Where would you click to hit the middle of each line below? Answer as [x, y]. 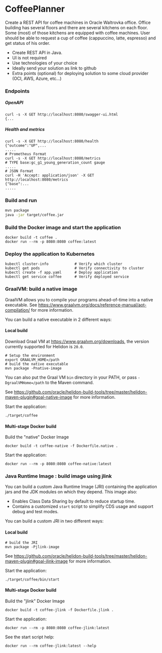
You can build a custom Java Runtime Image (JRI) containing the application [81, 487]
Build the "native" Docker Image [37, 437]
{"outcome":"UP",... [26, 145]
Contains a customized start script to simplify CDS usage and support [83, 506]
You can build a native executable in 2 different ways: [58, 319]
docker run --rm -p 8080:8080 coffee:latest [51, 242]
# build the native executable [37, 364]
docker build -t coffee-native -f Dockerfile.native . [62, 446]
